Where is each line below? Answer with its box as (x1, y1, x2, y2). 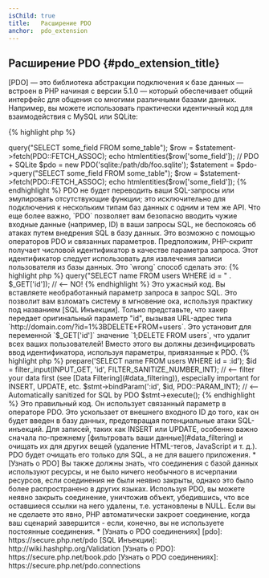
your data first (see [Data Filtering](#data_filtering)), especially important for (8, 373, 260, 383)
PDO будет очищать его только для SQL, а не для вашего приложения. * (8, 450, 257, 460)
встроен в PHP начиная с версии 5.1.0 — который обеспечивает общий (8, 86, 253, 96)
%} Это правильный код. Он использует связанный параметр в (8, 399, 226, 409)
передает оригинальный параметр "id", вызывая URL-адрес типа (8, 314, 233, 324)
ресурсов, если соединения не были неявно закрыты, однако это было (8, 475, 255, 486)
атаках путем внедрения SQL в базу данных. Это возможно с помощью (8, 228, 255, 238)
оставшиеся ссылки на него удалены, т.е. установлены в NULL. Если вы (8, 501, 256, 511)
